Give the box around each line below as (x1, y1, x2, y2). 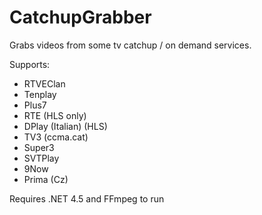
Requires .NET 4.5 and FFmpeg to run (9, 192, 165, 205)
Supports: (9, 58, 51, 70)
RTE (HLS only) (23, 109, 87, 121)
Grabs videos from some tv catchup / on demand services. (9, 39, 252, 51)
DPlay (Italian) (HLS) (23, 120, 108, 132)
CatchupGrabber (9, 6, 152, 29)
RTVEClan (23, 77, 66, 90)
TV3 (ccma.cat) (23, 131, 89, 143)
